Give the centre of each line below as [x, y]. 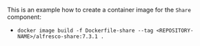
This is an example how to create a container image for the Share [99, 10]
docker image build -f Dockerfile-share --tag [85, 30]
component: [24, 17]
